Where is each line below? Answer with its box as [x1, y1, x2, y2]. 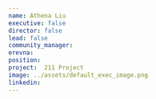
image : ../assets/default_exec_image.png [8, 71, 149, 79]
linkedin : [8, 78, 42, 86]
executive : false [8, 19, 66, 27]
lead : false [8, 34, 48, 42]
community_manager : [8, 42, 74, 49]
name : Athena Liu [8, 11, 66, 20]
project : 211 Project [8, 64, 84, 72]
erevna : [8, 49, 34, 57]
